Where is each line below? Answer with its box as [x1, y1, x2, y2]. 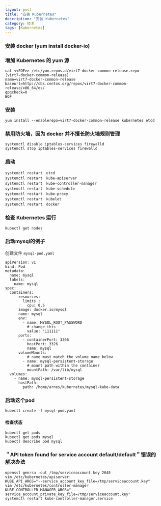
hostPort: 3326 [27, 341, 58, 346]
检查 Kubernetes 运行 [5, 214, 56, 221]
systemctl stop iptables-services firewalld [5, 146, 98, 151]
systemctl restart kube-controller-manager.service [5, 496, 113, 501]
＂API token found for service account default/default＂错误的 [5, 451, 156, 458]
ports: [18, 333, 32, 338]
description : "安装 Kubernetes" [5, 16, 70, 21]
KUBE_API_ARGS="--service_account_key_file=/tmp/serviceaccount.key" [5, 478, 151, 484]
